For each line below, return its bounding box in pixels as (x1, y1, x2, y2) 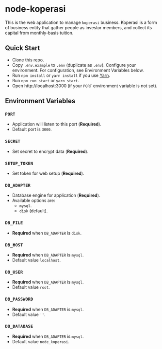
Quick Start (5, 44, 40, 52)
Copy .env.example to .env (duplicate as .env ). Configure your (12, 62, 136, 68)
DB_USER (5, 269, 23, 275)
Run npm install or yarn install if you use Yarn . (12, 72, 111, 78)
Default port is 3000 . (12, 127, 52, 132)
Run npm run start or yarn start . (12, 77, 79, 83)
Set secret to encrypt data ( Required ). (12, 148, 89, 154)
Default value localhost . (12, 257, 61, 263)
